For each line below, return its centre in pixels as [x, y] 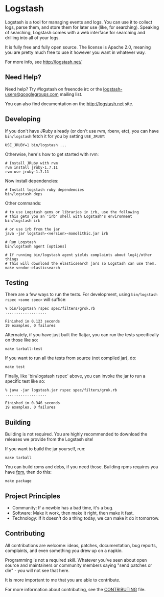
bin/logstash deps [24, 194]
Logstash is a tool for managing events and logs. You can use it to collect [79, 22]
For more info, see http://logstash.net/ [43, 62]
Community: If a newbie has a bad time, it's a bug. [63, 508]
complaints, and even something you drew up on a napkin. [64, 551]
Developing [23, 119]
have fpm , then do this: [28, 472]
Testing [17, 283]
